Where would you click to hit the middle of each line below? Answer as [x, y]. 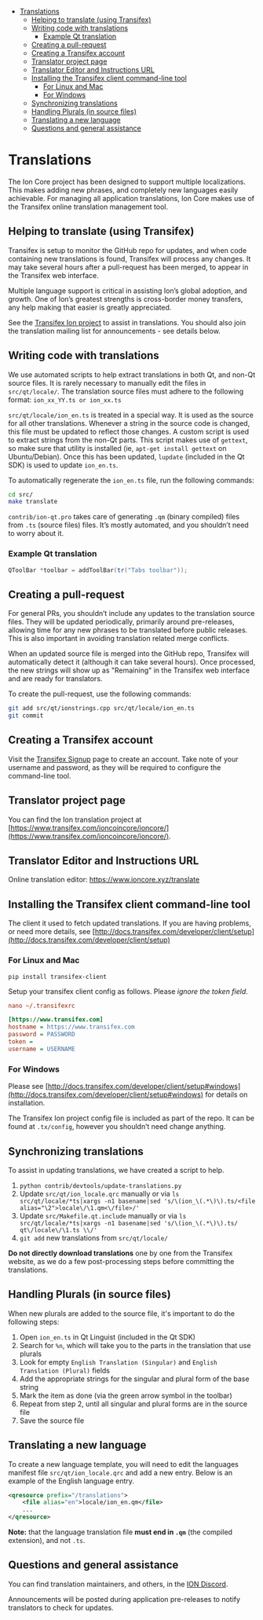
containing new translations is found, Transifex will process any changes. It [130, 258]
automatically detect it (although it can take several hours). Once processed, [132, 662]
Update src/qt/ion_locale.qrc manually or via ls [99, 1193]
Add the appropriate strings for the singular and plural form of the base [134, 1379]
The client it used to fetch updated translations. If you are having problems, [130, 923]
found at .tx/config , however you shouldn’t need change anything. [117, 1127]
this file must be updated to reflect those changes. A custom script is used [129, 431]
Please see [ [28, 1087]
